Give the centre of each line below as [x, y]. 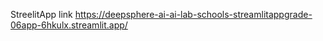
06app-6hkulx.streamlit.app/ [69, 25]
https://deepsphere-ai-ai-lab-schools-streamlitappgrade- [193, 14]
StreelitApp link [41, 14]
